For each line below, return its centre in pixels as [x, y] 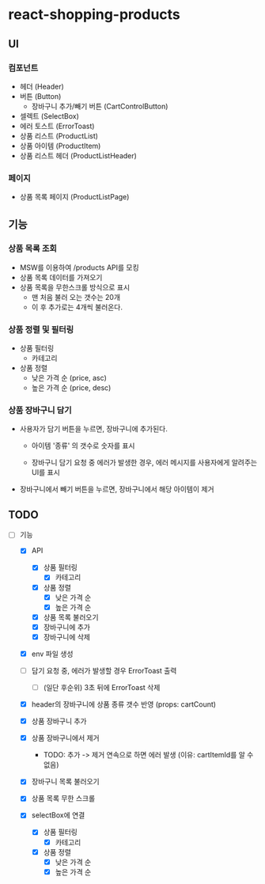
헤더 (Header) [42, 86]
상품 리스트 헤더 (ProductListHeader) [78, 155]
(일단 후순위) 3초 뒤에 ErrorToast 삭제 [102, 688]
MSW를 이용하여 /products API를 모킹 [79, 267]
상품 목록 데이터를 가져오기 [61, 277]
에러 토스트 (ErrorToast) [57, 126]
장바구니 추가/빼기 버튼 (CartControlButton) [100, 106]
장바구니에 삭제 [67, 637]
